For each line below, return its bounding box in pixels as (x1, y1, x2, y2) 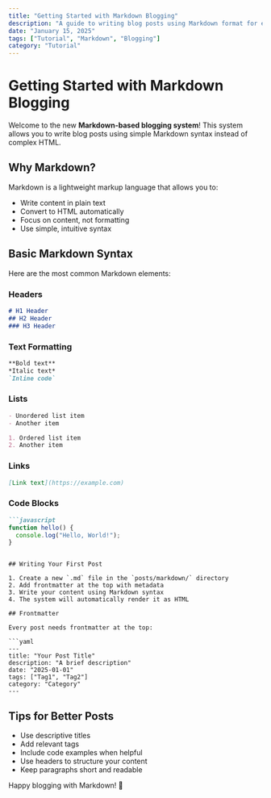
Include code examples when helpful (19, 748, 143, 758)
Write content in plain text (19, 198, 106, 207)
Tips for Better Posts (8, 709, 115, 723)
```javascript (8, 516, 56, 524)
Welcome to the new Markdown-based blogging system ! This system (8, 120, 244, 130)
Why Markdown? (8, 161, 96, 174)
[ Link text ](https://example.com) (8, 478, 125, 487)
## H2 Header (8, 314, 52, 323)
